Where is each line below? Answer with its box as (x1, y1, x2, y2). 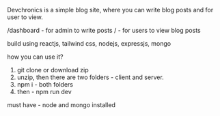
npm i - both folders (16, 81, 74, 88)
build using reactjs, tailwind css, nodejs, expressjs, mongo (7, 40, 171, 47)
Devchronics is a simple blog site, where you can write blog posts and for (7, 6, 214, 14)
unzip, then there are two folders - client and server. (16, 73, 164, 81)
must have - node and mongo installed (7, 101, 116, 108)
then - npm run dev (16, 88, 72, 96)
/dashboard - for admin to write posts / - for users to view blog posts (7, 27, 201, 34)
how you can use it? (7, 53, 64, 61)
